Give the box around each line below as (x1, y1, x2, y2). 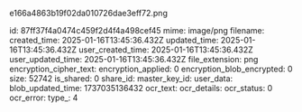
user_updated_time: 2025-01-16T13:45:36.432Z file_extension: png (9, 54, 259, 64)
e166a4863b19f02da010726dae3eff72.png (9, 8, 169, 18)
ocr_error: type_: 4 (9, 92, 78, 103)
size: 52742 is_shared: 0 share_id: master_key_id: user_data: (9, 73, 233, 84)
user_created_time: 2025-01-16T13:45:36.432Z (78, 44, 254, 55)
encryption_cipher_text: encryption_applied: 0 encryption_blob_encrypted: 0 (9, 63, 293, 74)
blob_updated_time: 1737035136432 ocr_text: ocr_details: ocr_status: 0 (9, 83, 273, 93)
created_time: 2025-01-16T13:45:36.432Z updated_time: (9, 35, 219, 45)
